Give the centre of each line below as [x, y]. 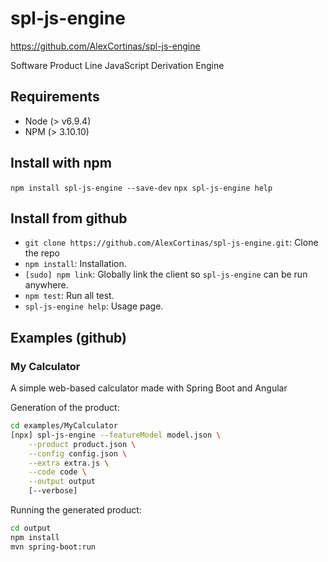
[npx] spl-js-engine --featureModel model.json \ [116, 435]
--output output [62, 482]
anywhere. [46, 285]
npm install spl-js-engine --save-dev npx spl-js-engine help [141, 188]
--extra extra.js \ [69, 463]
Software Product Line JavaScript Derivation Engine [117, 65]
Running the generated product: [76, 510]
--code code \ [57, 472]
